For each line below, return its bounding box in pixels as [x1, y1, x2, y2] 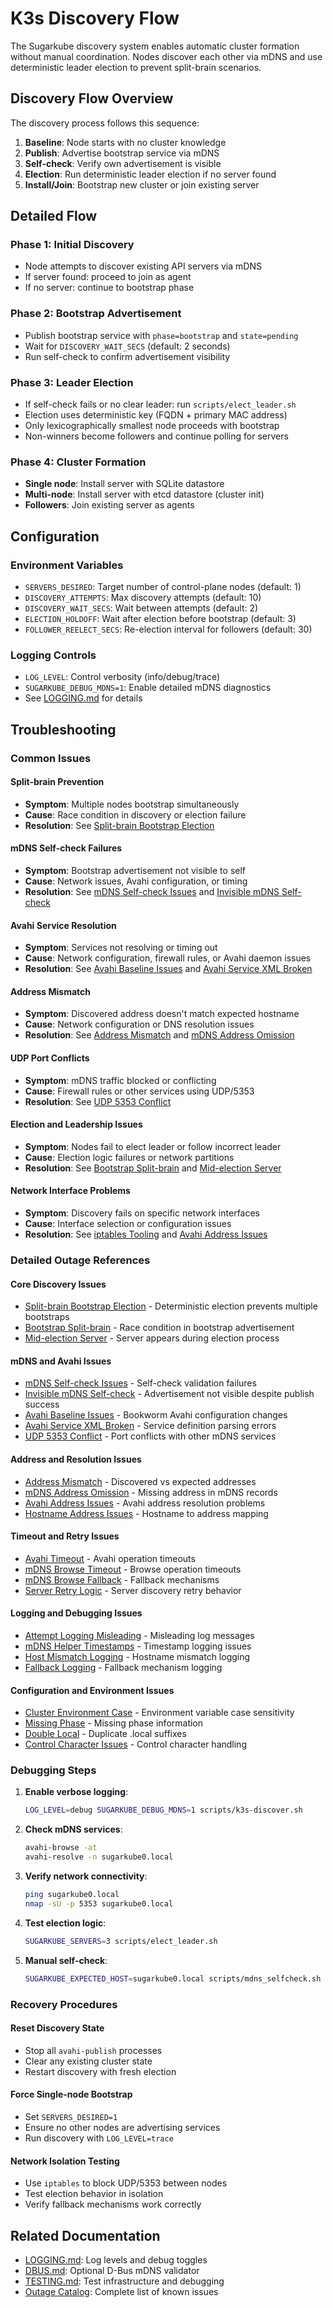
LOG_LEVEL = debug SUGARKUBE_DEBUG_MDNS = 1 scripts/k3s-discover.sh [24, 1805, 303, 1816]
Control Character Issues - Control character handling [24, 1738, 247, 1751]
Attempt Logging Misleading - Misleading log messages [24, 1629, 255, 1641]
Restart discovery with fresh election [24, 2065, 177, 2077]
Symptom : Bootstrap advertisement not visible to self [24, 865, 247, 877]
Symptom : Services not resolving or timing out [24, 942, 218, 954]
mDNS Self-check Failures [10, 842, 123, 854]
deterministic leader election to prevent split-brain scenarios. [10, 61, 262, 73]
